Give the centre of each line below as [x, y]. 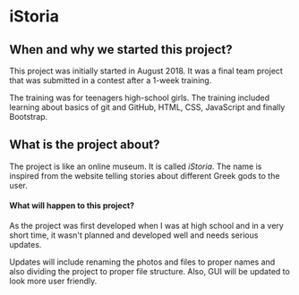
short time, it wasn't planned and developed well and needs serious [134, 235]
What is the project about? [85, 145]
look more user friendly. [53, 281]
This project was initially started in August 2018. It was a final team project [146, 71]
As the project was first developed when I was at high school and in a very [146, 226]
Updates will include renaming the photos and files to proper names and [142, 262]
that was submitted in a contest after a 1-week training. [111, 80]
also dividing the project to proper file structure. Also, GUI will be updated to [150, 272]
